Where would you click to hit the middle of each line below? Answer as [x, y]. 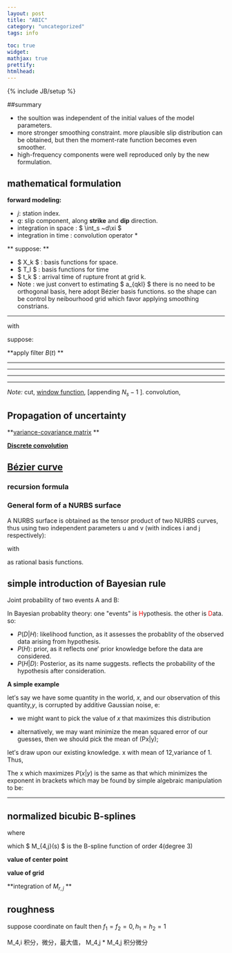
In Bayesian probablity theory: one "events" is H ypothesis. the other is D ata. [115, 614]
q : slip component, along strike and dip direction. [87, 221]
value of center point [38, 860]
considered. [34, 656]
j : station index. [39, 213]
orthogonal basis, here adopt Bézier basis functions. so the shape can [117, 291]
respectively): [27, 535]
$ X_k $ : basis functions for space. [68, 262]
